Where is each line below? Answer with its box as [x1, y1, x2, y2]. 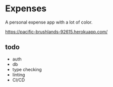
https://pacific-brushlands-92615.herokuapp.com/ [5, 29, 108, 34]
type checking [12, 66, 42, 72]
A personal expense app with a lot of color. [5, 19, 93, 25]
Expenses [5, 3, 47, 14]
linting [12, 72, 25, 78]
